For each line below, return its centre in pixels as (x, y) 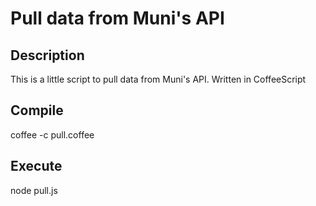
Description (47, 55)
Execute (36, 166)
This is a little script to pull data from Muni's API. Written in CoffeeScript (158, 79)
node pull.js (34, 190)
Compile (37, 110)
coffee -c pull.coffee (52, 134)
